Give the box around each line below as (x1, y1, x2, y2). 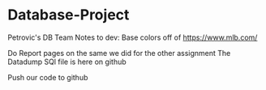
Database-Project (7, 6, 130, 24)
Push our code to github (7, 72, 88, 82)
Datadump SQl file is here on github (7, 57, 127, 66)
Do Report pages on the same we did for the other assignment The (7, 48, 231, 58)
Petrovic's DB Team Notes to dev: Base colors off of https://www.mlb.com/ (7, 32, 258, 42)
